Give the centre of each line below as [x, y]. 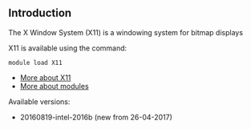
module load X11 [35, 62]
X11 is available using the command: [68, 48]
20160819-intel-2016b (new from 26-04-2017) [96, 117]
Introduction [40, 13]
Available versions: [39, 101]
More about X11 [45, 77]
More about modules [55, 86]
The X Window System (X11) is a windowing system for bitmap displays [125, 32]
